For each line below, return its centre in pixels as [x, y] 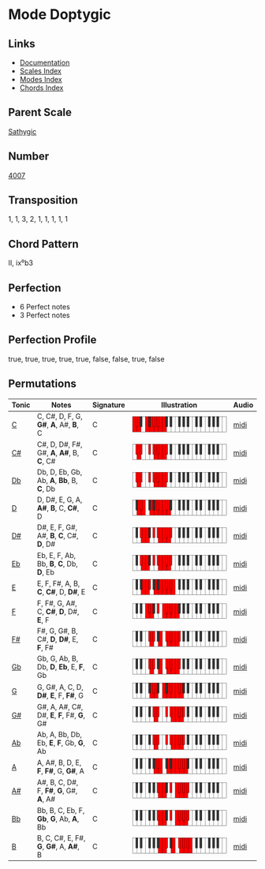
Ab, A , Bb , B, [57, 480]
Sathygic [22, 131]
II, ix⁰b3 [21, 263]
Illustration [179, 405]
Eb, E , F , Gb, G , [61, 743]
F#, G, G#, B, [57, 631]
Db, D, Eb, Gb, [60, 472]
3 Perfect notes [45, 315]
